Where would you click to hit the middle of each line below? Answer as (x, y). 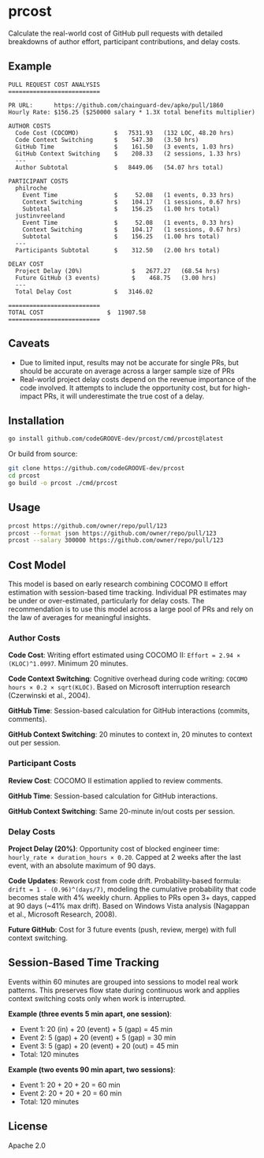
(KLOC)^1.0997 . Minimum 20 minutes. (68, 663)
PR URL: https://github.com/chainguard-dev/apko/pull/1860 (116, 105)
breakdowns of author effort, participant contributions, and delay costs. (124, 41)
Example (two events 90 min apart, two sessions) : (92, 1069)
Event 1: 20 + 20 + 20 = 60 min (70, 1085)
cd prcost (24, 476)
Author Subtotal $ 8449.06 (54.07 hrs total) (119, 167)
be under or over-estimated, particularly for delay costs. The (106, 601)
